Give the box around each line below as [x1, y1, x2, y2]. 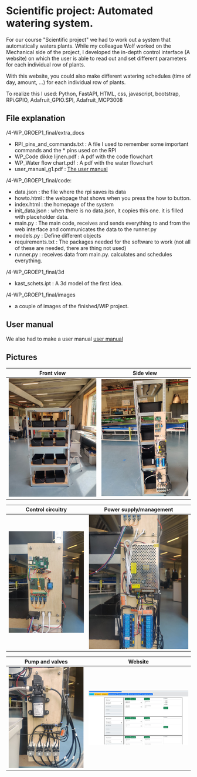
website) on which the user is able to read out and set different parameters [6, 55, 187, 62]
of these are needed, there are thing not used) [14, 244, 127, 251]
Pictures [6, 352, 38, 362]
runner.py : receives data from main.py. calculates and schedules [14, 251, 172, 258]
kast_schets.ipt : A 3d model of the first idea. [14, 279, 123, 286]
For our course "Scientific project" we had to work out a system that [6, 36, 171, 43]
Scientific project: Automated [6, 4, 154, 18]
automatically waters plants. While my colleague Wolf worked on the [6, 42, 172, 49]
